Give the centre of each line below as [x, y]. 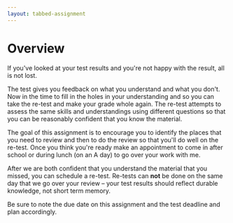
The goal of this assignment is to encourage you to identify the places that [114, 132]
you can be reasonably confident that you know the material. [95, 119]
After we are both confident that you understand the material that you [107, 168]
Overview [36, 48]
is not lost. [22, 75]
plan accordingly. [32, 212]
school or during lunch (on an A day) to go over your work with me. [104, 154]
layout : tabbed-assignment [47, 14]
